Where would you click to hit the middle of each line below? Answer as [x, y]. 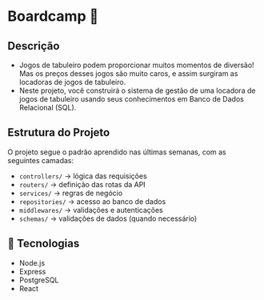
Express [32, 271]
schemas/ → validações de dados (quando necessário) [108, 218]
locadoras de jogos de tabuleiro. [72, 82]
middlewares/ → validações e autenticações [91, 210]
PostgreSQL [39, 280]
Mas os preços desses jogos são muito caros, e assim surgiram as [128, 74]
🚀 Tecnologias [44, 244]
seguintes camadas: [40, 160]
